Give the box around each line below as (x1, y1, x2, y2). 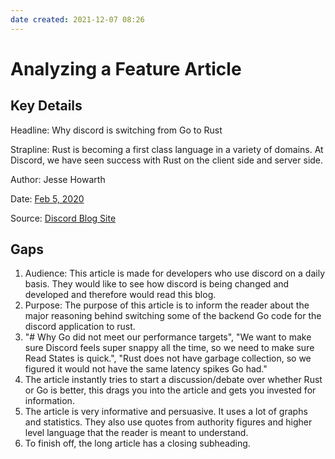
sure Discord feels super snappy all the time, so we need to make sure (24, 342, 315, 354)
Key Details (10, 97, 83, 115)
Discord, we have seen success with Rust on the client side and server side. (10, 154, 324, 166)
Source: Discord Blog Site (10, 212, 117, 224)
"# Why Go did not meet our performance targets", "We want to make (24, 331, 312, 343)
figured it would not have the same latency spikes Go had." (24, 363, 268, 375)
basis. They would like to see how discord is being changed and (24, 278, 290, 290)
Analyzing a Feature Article (10, 57, 242, 80)
